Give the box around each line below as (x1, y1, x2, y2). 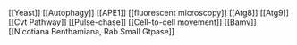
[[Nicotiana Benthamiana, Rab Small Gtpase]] (8, 26, 175, 36)
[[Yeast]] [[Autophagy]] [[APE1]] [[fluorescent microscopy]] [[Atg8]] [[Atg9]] (8, 8, 290, 18)
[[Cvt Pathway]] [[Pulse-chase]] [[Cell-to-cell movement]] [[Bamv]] (8, 17, 257, 27)
